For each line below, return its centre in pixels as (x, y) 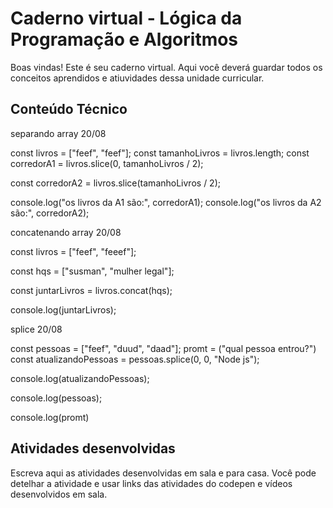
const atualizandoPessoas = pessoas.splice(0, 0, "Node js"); (135, 359)
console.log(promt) (50, 417)
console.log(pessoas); (56, 398)
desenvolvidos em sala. (59, 494)
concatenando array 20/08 (66, 232)
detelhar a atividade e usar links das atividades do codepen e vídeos (151, 483)
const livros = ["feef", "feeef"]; (73, 251)
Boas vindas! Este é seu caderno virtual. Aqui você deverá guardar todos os (166, 67)
